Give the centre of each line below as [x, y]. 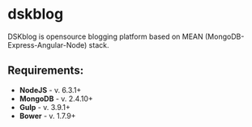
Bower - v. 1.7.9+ [47, 116]
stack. [99, 44]
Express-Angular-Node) [47, 44]
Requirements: [46, 71]
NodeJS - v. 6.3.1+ [50, 90]
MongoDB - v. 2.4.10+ [56, 99]
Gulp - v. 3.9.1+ [45, 107]
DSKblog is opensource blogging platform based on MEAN [105, 36]
